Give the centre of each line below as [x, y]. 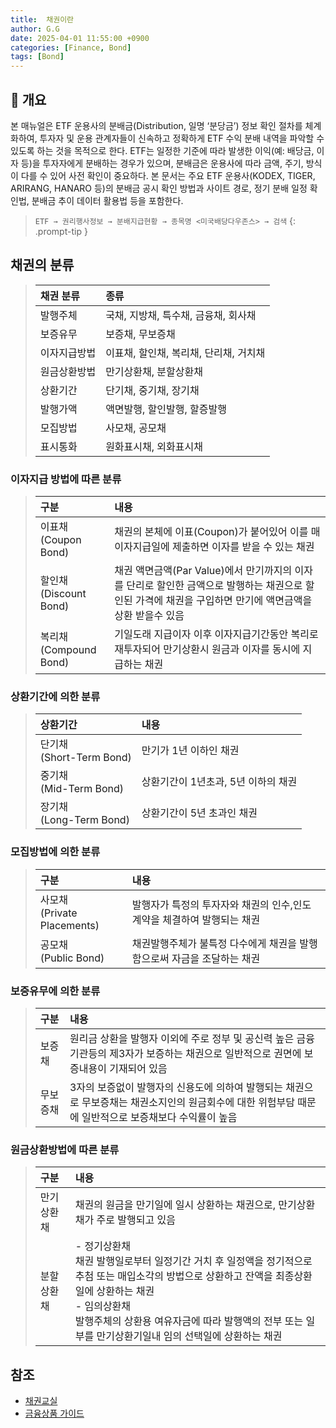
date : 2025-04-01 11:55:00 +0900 [80, 38]
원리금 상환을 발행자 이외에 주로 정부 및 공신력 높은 [182, 1038]
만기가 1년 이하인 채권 [190, 751]
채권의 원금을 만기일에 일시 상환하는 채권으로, [175, 1205]
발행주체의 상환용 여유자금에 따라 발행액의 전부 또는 [189, 1321]
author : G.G [35, 29]
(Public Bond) [72, 958]
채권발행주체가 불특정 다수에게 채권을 [214, 943]
